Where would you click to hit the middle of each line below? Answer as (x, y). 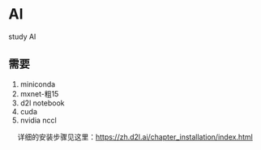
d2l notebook (42, 103)
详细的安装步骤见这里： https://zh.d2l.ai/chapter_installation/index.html (135, 137)
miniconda (38, 84)
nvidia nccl (38, 120)
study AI (22, 36)
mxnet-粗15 (39, 93)
